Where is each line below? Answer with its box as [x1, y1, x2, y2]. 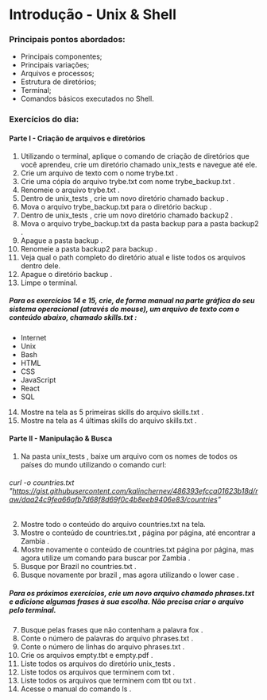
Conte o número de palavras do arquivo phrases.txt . [20, 633, 194, 643]
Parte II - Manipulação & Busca [9, 434, 113, 444]
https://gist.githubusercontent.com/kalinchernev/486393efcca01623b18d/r [12, 487, 258, 496]
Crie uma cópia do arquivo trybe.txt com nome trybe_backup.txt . [20, 176, 235, 186]
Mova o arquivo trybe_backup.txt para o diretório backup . [20, 202, 212, 211]
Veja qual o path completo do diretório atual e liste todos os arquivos [20, 252, 246, 262]
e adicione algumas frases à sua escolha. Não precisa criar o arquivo [9, 597, 245, 606]
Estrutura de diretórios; [20, 77, 97, 87]
